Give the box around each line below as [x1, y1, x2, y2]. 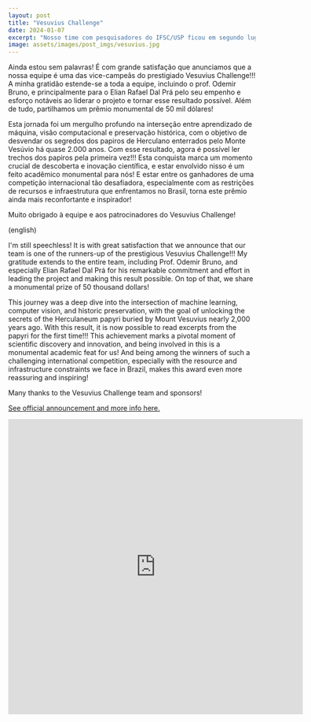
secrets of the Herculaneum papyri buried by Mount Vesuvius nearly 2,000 [8, 314, 251, 324]
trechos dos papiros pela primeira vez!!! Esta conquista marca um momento [8, 153, 253, 162]
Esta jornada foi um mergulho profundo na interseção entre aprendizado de [8, 120, 253, 129]
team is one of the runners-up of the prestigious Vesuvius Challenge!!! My [8, 249, 248, 258]
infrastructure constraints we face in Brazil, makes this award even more [8, 365, 243, 374]
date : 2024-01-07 [8, 26, 65, 34]
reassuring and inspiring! [8, 373, 89, 383]
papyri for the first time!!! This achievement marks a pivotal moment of [8, 331, 236, 341]
